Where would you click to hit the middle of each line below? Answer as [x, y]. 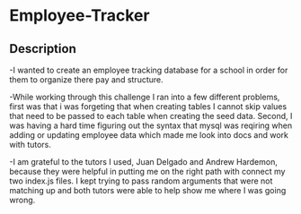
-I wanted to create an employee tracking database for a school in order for [149, 70]
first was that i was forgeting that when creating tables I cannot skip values [148, 107]
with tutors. [31, 145]
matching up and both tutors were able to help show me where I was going [148, 190]
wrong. [22, 200]
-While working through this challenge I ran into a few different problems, [145, 97]
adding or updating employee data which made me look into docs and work [149, 135]
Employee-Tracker [80, 16]
